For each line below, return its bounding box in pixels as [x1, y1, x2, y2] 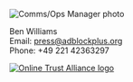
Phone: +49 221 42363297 [9, 45, 110, 56]
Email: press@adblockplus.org [9, 36, 123, 46]
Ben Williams [9, 26, 58, 36]
